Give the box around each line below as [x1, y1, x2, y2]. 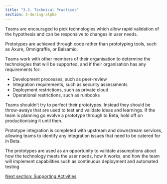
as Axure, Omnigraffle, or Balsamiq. [5, 46, 78, 52]
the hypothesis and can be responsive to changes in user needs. [5, 31, 138, 37]
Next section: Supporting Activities [5, 173, 77, 179]
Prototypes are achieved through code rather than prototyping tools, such [5, 40, 157, 46]
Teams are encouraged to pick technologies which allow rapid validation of [5, 25, 160, 31]
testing [5, 163, 19, 169]
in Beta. [5, 138, 21, 144]
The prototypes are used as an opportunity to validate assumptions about [5, 147, 156, 153]
